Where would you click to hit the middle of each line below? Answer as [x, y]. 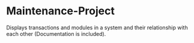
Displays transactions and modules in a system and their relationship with [97, 27]
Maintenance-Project [61, 11]
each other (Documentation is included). [56, 33]
